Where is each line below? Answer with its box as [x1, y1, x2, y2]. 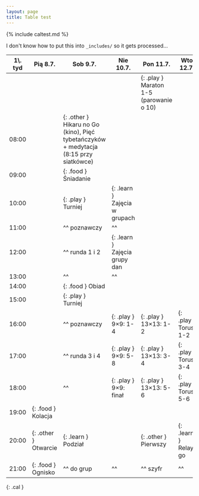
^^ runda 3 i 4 [63, 351, 101, 360]
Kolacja [31, 412, 53, 420]
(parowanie [140, 96, 173, 104]
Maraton [140, 81, 165, 89]
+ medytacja [63, 142, 98, 151]
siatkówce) [63, 157, 94, 166]
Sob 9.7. [72, 60, 97, 68]
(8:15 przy [63, 150, 93, 158]
